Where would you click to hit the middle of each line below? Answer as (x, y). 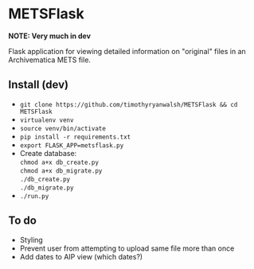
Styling (31, 240)
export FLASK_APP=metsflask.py (72, 145)
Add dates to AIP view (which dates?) (81, 256)
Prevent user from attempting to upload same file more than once (127, 248)
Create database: (48, 153)
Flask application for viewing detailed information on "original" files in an (127, 51)
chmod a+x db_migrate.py (61, 171)
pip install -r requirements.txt (75, 137)
